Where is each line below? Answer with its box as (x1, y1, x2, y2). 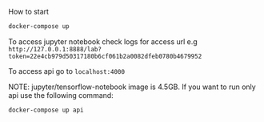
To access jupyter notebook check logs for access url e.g (8, 36, 198, 47)
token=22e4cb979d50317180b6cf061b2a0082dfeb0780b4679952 (8, 52, 202, 60)
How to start (8, 7, 50, 16)
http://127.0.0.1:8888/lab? (8, 45, 102, 53)
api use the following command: (8, 90, 114, 100)
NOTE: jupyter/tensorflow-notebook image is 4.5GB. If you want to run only (8, 82, 256, 91)
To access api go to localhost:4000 (8, 66, 126, 75)
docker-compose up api (8, 106, 84, 114)
